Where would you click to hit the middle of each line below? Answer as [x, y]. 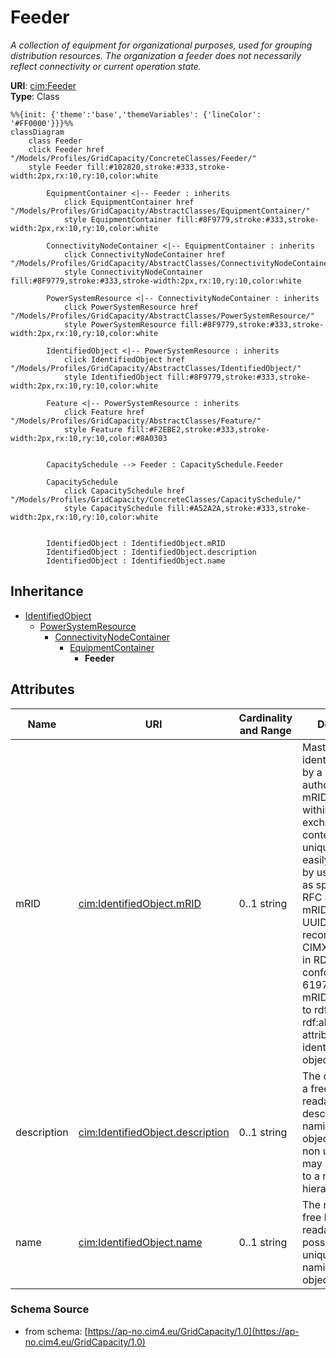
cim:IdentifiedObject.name [140, 1242]
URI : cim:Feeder [43, 85]
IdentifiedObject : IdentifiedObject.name [136, 561]
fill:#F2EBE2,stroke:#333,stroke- [198, 429]
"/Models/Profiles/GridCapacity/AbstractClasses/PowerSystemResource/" [162, 316]
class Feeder [55, 141]
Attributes [42, 689]
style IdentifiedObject [113, 377]
